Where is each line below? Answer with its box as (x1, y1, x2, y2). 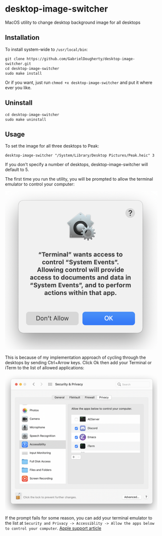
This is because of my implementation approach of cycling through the (5, 354, 146, 360)
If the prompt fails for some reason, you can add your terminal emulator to (5, 515, 152, 521)
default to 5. (5, 167, 29, 173)
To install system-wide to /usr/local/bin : (5, 46, 88, 52)
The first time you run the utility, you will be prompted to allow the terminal (5, 176, 153, 182)
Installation (5, 33, 40, 42)
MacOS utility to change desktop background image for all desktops (5, 19, 141, 25)
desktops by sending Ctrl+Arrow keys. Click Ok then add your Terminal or (5, 360, 152, 366)
